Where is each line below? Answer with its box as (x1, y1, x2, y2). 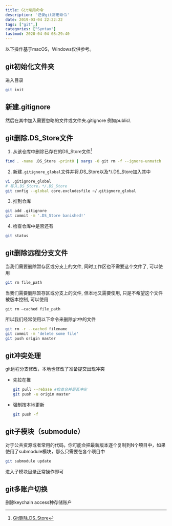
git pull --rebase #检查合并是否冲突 (12, 387, 87, 392)
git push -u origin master (12, 392, 71, 397)
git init (5, 87, 24, 92)
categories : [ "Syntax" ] (5, 27, 56, 32)
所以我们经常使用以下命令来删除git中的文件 (5, 316, 96, 322)
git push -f (12, 412, 38, 417)
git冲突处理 (5, 351, 41, 360)
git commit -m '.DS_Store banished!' (5, 213, 86, 218)
